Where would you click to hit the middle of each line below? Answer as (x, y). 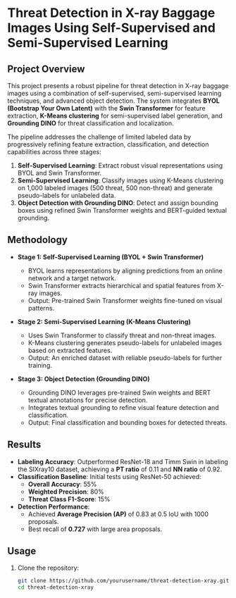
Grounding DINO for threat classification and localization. (91, 123)
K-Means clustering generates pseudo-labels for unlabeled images (125, 342)
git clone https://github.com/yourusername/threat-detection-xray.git (123, 581)
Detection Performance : (54, 506)
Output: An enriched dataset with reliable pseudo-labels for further (125, 358)
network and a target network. (72, 278)
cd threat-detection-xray (55, 587)
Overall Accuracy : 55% (62, 484)
